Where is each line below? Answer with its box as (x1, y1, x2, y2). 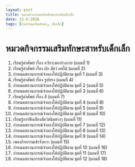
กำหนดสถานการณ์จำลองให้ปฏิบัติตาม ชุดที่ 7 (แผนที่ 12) (12, 122, 105, 128)
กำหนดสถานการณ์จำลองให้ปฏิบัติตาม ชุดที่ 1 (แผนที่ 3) (12, 71, 103, 77)
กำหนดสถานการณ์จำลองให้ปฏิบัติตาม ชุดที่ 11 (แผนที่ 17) (12, 150, 106, 156)
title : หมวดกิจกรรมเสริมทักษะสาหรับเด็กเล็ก (5, 12, 74, 17)
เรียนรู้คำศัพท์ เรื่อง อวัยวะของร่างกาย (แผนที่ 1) (12, 60, 90, 66)
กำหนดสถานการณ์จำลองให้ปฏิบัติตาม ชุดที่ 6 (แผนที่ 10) (12, 111, 106, 117)
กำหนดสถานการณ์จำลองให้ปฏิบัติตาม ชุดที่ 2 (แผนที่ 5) (12, 82, 104, 88)
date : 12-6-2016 (5, 17, 39, 22)
